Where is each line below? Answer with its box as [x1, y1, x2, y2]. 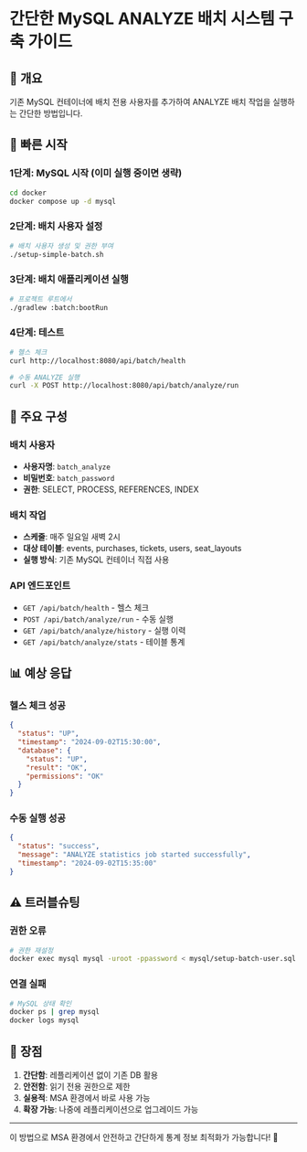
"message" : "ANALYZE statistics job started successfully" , [17, 850, 251, 859]
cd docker [9, 188, 48, 197]
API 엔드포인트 [9, 580, 71, 592]
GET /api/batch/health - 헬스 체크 [22, 602, 149, 613]
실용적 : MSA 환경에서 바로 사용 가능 [22, 1093, 151, 1104]
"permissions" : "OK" [26, 772, 104, 781]
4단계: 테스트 [9, 326, 65, 339]
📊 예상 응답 [9, 666, 72, 681]
